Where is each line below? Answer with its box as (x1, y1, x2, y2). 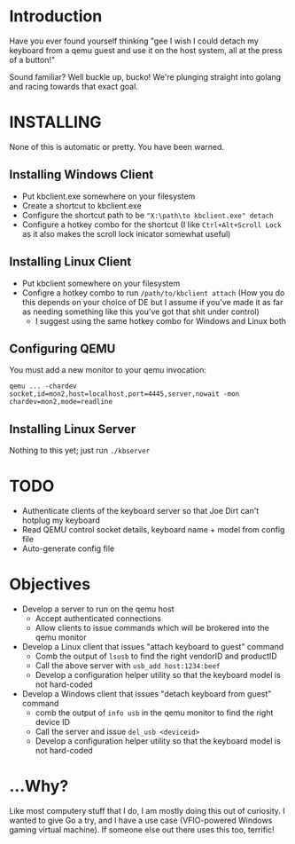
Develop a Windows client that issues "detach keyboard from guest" (21, 689, 272, 698)
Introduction (9, 6, 103, 27)
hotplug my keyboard (21, 515, 100, 525)
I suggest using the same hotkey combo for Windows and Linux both (35, 315, 286, 326)
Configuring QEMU (9, 341, 116, 356)
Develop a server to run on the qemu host (21, 603, 175, 614)
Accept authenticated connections (35, 613, 162, 623)
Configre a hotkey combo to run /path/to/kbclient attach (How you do (21, 287, 285, 298)
